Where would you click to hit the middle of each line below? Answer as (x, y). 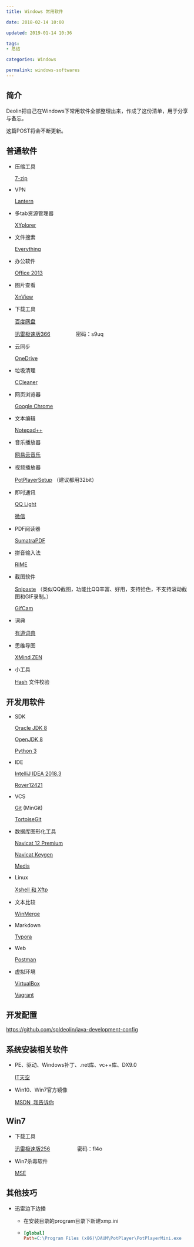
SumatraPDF (30, 540)
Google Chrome (34, 406)
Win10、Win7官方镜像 (41, 1090)
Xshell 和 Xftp (31, 889)
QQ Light (25, 504)
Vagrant (24, 995)
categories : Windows (31, 59)
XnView (24, 297)
